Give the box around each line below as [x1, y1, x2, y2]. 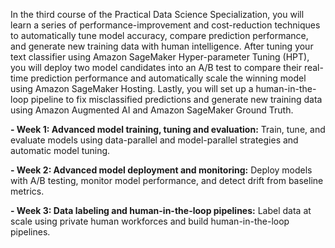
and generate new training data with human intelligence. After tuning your [10, 40, 314, 52]
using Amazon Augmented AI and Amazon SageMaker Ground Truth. [10, 104, 294, 116]
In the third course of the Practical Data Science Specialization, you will [10, 9, 305, 20]
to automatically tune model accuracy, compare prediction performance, [10, 30, 309, 41]
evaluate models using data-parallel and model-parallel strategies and [10, 134, 299, 146]
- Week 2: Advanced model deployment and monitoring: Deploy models [10, 164, 313, 176]
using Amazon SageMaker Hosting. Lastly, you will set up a [10, 83, 254, 94]
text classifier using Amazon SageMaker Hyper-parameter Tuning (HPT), [10, 51, 310, 63]
